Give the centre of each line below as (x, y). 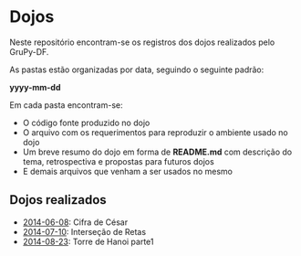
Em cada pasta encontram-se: (66, 105)
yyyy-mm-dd (35, 87)
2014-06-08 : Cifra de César (75, 222)
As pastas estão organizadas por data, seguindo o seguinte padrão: (137, 69)
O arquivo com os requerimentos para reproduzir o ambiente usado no (156, 132)
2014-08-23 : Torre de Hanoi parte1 (88, 241)
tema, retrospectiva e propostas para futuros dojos (118, 161)
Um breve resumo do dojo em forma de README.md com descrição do (157, 152)
